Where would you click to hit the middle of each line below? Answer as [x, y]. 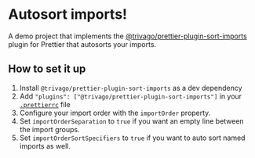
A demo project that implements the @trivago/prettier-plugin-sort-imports [127, 36]
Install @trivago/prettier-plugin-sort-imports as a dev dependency [131, 88]
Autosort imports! [68, 14]
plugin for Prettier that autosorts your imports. [82, 44]
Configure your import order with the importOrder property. [115, 113]
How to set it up [47, 69]
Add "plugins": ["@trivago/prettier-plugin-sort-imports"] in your [130, 96]
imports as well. [45, 145]
